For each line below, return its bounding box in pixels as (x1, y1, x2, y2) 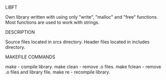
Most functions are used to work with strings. (5, 20, 100, 25)
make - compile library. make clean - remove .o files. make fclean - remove (5, 64, 161, 69)
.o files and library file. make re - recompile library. (5, 69, 110, 75)
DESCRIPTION (5, 29, 35, 35)
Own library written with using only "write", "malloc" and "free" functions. (5, 14, 158, 20)
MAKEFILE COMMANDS (5, 54, 56, 60)
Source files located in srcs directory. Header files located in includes (5, 39, 150, 45)
